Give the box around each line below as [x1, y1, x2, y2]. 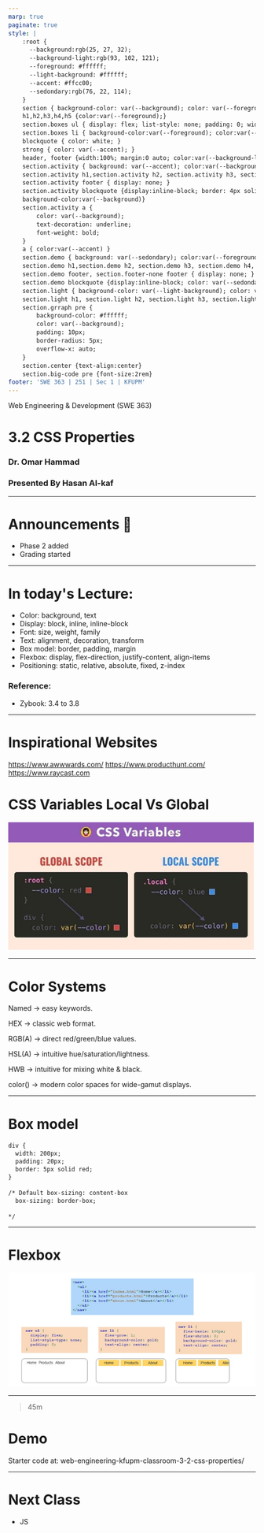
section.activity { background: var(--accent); [22, 162, 181, 170]
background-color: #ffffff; [36, 312, 128, 320]
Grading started [19, 550, 71, 559]
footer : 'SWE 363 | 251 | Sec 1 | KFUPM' [8, 378, 146, 386]
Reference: [8, 681, 52, 692]
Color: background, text [19, 611, 97, 620]
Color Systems [8, 978, 107, 996]
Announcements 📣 [8, 515, 132, 533]
